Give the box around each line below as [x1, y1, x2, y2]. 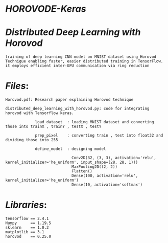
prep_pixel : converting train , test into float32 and [35, 133, 163, 138]
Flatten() [71, 169, 93, 174]
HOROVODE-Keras [5, 3, 86, 15]
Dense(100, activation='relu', [71, 173, 138, 179]
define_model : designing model [35, 146, 106, 151]
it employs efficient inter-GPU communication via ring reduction [5, 63, 150, 69]
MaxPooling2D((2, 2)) [71, 164, 117, 169]
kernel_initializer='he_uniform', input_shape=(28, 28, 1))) [5, 160, 138, 165]
